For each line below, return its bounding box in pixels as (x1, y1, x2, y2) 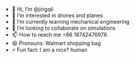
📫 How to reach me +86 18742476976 (11, 31, 107, 38)
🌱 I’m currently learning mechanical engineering (11, 18, 130, 25)
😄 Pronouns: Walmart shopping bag (11, 40, 101, 47)
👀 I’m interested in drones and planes (11, 12, 103, 19)
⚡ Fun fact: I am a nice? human (11, 46, 87, 53)
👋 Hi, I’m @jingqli (11, 6, 54, 12)
